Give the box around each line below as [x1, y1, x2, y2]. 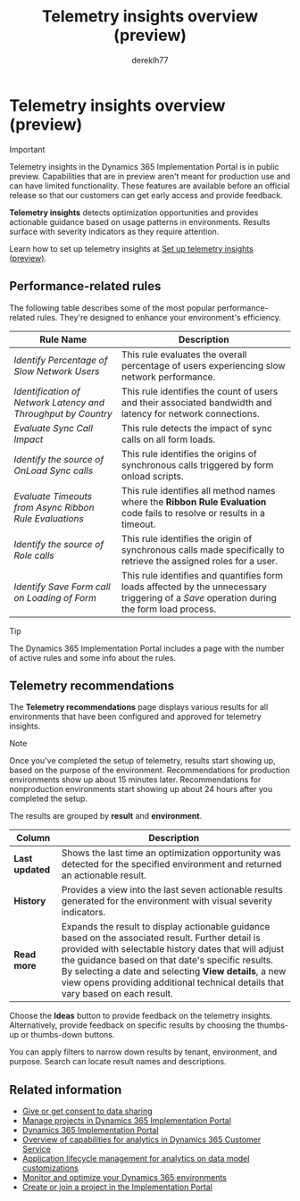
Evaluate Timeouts [13, 489, 92, 502]
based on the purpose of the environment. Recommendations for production [9, 765, 290, 776]
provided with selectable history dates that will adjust [61, 943, 285, 955]
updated [13, 863, 51, 876]
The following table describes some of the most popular [9, 302, 216, 313]
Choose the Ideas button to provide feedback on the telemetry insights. [9, 1011, 272, 1022]
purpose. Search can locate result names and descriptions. [9, 1056, 227, 1067]
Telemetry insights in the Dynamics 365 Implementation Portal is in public [9, 161, 279, 171]
